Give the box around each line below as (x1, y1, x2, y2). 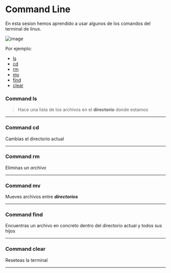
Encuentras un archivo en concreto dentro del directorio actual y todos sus (5, 223, 162, 229)
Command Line (5, 4, 71, 15)
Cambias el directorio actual (5, 136, 65, 142)
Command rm (5, 153, 40, 160)
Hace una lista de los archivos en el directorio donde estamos (17, 107, 149, 113)
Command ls (5, 95, 37, 102)
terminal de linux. (5, 25, 42, 32)
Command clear (5, 246, 46, 253)
